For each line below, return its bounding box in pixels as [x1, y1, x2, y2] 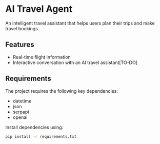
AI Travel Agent [5, 3, 73, 15]
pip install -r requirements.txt [5, 134, 77, 139]
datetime [12, 98, 32, 104]
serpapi [12, 109, 29, 115]
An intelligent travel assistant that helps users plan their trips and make [5, 20, 155, 26]
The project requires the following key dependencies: [5, 88, 118, 94]
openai [12, 114, 28, 120]
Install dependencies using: [5, 124, 64, 130]
